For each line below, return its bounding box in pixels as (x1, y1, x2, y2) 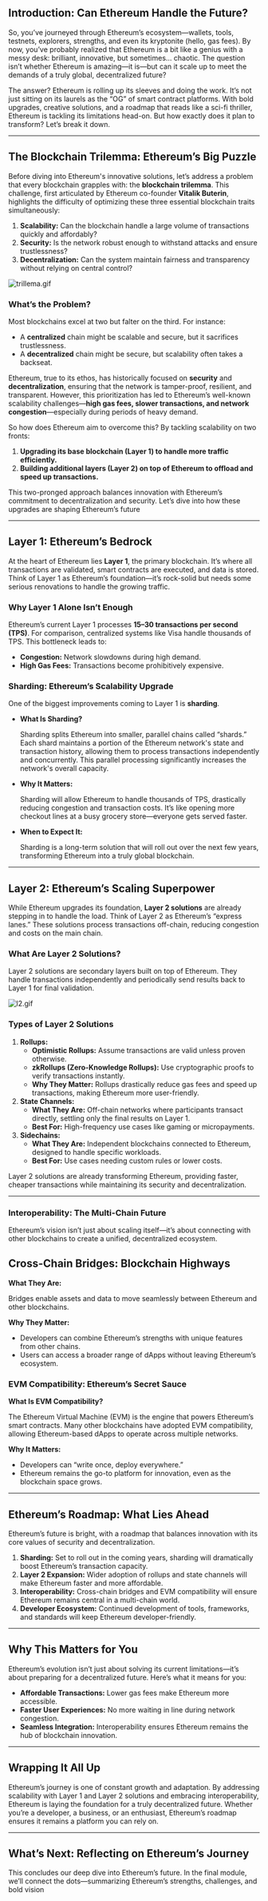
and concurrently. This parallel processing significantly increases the (19, 755, 247, 765)
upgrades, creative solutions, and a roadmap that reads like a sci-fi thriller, (8, 102, 253, 112)
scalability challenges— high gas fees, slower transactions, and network (8, 399, 250, 408)
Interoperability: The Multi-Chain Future (8, 1207, 167, 1218)
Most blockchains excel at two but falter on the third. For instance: (8, 316, 226, 326)
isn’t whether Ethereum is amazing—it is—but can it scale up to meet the (8, 62, 247, 71)
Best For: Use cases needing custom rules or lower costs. (31, 1156, 223, 1165)
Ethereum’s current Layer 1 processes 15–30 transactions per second (8, 620, 238, 629)
